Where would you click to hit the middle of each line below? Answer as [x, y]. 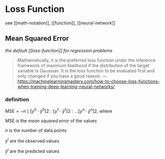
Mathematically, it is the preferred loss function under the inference [86, 60]
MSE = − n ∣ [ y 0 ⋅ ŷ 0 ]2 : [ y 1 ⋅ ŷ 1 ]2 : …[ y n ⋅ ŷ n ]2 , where [59, 111]
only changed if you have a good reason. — [62, 76]
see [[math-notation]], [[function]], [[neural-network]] [60, 23]
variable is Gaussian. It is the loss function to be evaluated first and [86, 71]
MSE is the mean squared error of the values [51, 121]
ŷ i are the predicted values [32, 151]
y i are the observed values [32, 140]
